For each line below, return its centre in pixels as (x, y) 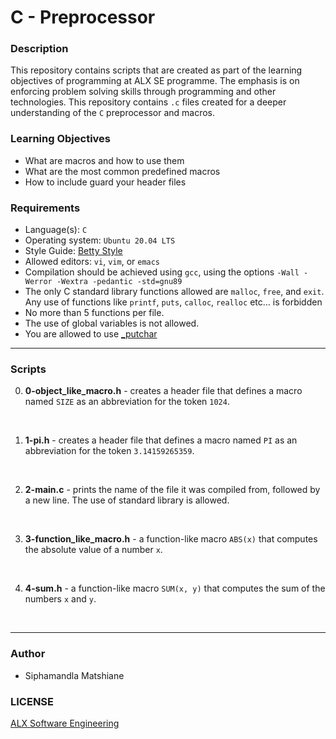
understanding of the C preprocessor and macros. (113, 113)
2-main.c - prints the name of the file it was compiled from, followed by (172, 490)
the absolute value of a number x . (93, 550)
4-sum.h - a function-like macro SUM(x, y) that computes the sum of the (175, 588)
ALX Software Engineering (65, 723)
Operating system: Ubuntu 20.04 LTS (100, 240)
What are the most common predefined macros (122, 171)
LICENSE (32, 701)
